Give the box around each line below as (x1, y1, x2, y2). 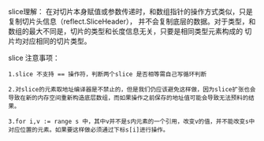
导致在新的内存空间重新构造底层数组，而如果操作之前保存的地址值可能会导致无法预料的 (8, 94, 249, 102)
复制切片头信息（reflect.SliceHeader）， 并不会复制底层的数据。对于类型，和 (8, 17, 256, 26)
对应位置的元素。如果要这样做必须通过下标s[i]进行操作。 (8, 126, 169, 134)
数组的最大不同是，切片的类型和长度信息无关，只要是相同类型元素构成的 (8, 27, 243, 35)
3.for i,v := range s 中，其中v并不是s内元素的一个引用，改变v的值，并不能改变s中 (8, 117, 255, 125)
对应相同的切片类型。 (21, 36, 91, 46)
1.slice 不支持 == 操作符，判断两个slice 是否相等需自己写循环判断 (8, 70, 207, 78)
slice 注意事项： (8, 54, 61, 62)
